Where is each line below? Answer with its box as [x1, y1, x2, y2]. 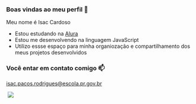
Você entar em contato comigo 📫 [6, 64, 105, 73]
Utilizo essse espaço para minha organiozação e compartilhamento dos [14, 43, 191, 50]
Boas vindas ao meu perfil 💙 [6, 5, 88, 14]
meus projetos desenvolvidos [14, 49, 87, 56]
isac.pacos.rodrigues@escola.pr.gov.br [6, 80, 102, 87]
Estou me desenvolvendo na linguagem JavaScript [14, 37, 139, 44]
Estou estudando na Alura [14, 30, 78, 37]
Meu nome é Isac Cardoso [6, 19, 71, 26]
